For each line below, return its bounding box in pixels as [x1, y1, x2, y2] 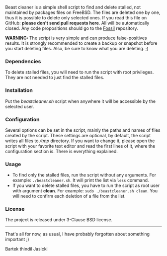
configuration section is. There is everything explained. [5, 148, 118, 154]
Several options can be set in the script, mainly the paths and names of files [5, 127, 161, 133]
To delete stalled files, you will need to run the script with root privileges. [5, 69, 154, 75]
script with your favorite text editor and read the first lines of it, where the [5, 143, 156, 149]
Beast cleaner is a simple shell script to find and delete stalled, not [5, 4, 141, 10]
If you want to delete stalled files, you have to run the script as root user [12, 182, 160, 188]
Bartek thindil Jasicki [5, 246, 48, 252]
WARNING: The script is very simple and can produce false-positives [5, 35, 147, 41]
